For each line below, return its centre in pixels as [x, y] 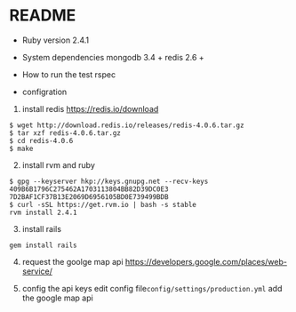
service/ [37, 271]
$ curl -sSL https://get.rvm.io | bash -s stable [103, 204]
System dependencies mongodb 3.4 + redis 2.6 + [113, 57]
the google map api [57, 298]
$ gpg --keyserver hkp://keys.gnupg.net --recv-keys [109, 181]
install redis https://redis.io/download [90, 108]
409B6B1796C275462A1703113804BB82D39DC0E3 [89, 189]
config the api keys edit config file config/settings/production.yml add [152, 288]
